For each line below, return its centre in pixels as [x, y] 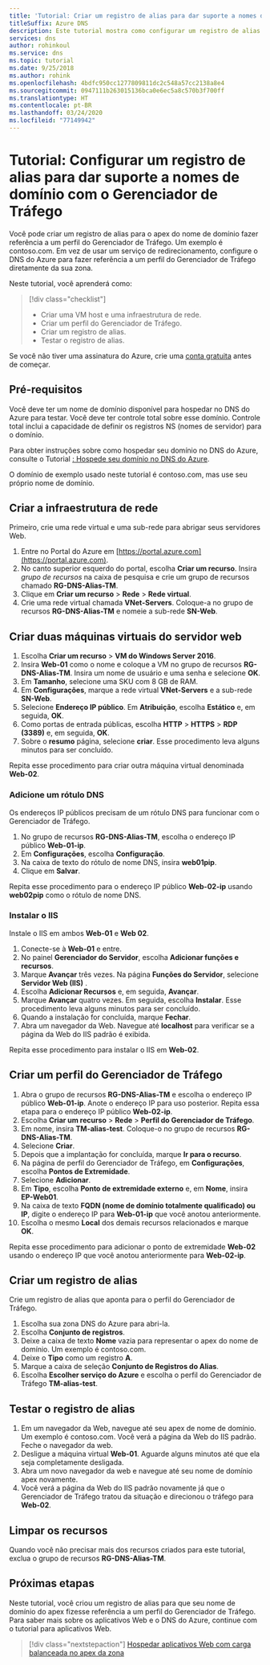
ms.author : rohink [40, 76]
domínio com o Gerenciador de [114, 195]
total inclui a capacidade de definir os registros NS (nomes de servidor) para [135, 426]
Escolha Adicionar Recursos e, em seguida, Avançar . [110, 991]
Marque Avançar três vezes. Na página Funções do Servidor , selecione [139, 974]
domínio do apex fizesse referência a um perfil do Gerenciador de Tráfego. [133, 1611]
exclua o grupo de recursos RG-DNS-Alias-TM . [88, 1558]
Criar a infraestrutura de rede [84, 509]
